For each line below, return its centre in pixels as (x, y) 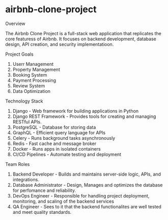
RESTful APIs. (27, 121)
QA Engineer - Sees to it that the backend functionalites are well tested (87, 206)
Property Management (36, 69)
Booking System (30, 75)
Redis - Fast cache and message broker (54, 143)
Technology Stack (24, 101)
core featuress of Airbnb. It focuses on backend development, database (81, 39)
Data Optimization (32, 91)
